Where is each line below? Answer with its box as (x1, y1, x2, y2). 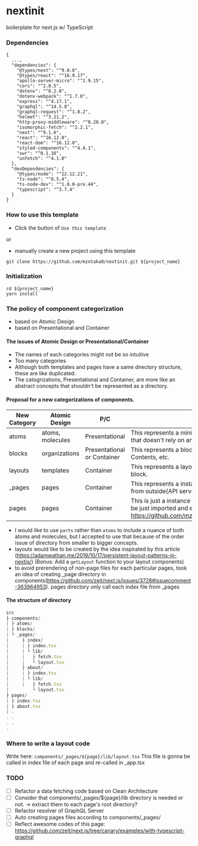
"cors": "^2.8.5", (16, 83, 62, 89)
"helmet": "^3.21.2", (16, 114, 70, 120)
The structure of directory (6, 597, 72, 604)
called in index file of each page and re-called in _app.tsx (6, 759, 146, 766)
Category (9, 419, 37, 427)
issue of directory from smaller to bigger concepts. (14, 539, 138, 546)
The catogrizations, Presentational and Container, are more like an (14, 376, 176, 383)
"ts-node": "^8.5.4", (16, 176, 70, 182)
